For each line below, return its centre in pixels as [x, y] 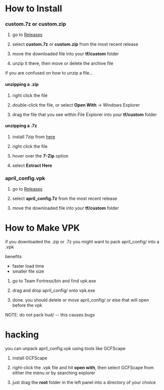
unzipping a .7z [21, 126]
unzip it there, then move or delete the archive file [63, 63]
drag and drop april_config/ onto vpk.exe [53, 291]
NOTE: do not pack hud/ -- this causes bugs [50, 315]
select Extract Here [32, 165]
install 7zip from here [34, 137]
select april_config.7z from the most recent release [65, 198]
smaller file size [28, 272]
